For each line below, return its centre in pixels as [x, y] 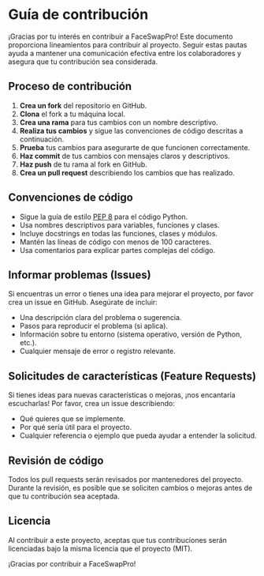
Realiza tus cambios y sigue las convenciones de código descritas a [131, 130]
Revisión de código [56, 460]
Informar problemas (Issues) [80, 275]
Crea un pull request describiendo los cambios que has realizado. [127, 172]
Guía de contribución [78, 15]
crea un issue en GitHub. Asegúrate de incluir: [83, 303]
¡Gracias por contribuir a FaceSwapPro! [72, 563]
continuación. [42, 139]
